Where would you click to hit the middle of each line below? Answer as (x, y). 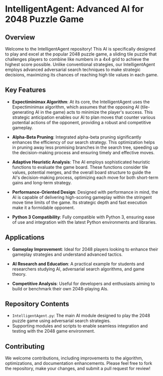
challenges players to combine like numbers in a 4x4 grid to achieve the (77, 59)
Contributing (25, 346)
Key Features (26, 90)
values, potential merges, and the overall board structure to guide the (81, 172)
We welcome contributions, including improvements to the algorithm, (74, 358)
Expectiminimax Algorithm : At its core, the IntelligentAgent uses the (81, 102)
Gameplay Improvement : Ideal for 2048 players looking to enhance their (85, 249)
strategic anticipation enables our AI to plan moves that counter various (84, 117)
